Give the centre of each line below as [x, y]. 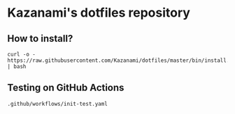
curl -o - [22, 54]
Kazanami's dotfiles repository [99, 13]
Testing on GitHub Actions [66, 88]
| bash [17, 67]
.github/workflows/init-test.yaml [58, 104]
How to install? [40, 39]
